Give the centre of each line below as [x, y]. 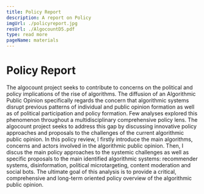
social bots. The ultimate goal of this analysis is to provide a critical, [92, 171]
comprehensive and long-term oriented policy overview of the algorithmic [99, 178]
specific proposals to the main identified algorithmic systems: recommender [102, 159]
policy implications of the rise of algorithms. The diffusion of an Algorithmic [101, 94]
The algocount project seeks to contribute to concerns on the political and [100, 87]
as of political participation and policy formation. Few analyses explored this [102, 113]
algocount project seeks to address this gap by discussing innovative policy [102, 126]
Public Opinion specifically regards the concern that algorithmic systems [98, 100]
